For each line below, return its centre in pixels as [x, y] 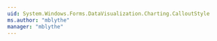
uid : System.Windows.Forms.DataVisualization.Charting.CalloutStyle [108, 14]
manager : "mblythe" [35, 26]
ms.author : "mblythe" [39, 20]
